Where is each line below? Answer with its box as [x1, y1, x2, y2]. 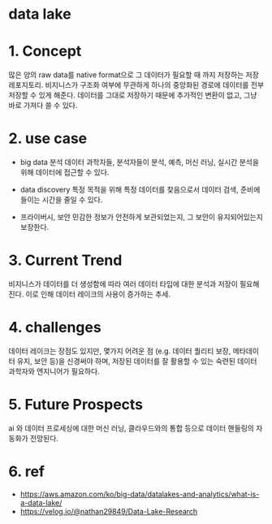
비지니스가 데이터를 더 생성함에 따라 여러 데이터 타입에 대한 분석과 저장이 [8, 279, 238, 288]
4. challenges [8, 318, 101, 337]
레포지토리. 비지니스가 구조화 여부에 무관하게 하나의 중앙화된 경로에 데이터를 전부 [8, 80, 265, 90]
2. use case [8, 129, 88, 148]
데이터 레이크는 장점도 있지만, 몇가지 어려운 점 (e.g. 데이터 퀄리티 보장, [8, 346, 231, 356]
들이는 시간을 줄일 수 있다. [19, 195, 103, 205]
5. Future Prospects [8, 396, 144, 414]
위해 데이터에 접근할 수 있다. [19, 167, 110, 177]
